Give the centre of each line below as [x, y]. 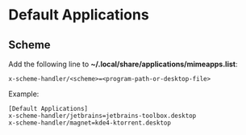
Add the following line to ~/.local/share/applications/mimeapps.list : [123, 64]
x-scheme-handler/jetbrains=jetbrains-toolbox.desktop [102, 116]
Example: [24, 94]
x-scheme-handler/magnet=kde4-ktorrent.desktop [90, 123]
